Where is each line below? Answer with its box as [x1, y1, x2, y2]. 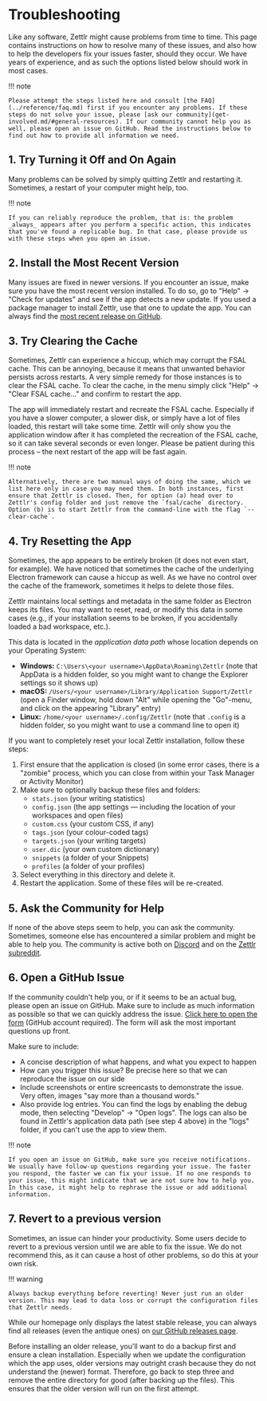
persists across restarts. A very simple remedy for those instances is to [8, 372, 242, 382]
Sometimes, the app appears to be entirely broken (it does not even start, [8, 555, 249, 565]
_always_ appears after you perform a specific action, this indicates [8, 221, 251, 229]
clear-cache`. [8, 512, 56, 521]
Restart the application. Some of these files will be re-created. [19, 878, 224, 888]
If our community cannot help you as [126, 117, 251, 125]
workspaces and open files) [31, 810, 124, 820]
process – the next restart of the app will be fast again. [8, 447, 187, 457]
